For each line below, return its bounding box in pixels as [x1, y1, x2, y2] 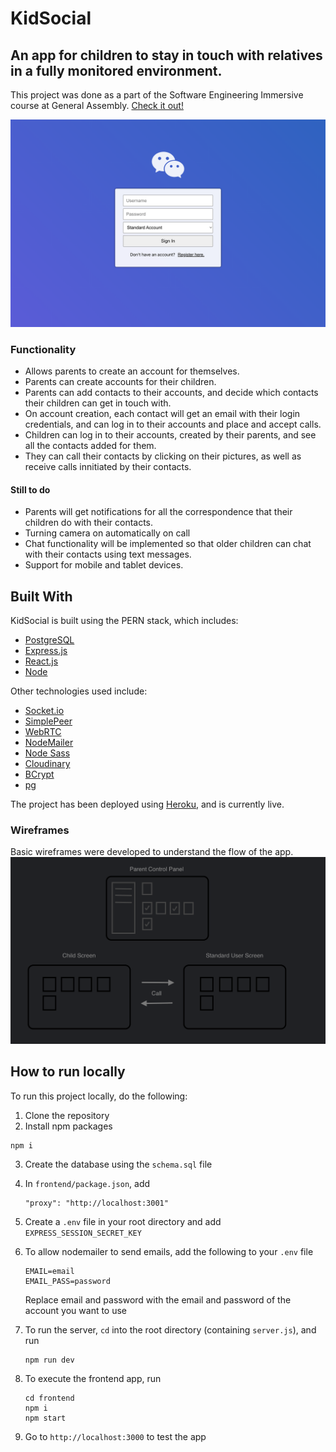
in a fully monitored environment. [10, 62, 223, 79]
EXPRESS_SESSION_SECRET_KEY [24, 1228, 142, 1238]
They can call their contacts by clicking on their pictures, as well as [24, 450, 302, 462]
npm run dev [24, 1355, 75, 1365]
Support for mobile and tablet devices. [24, 559, 184, 571]
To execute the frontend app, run [24, 1372, 162, 1384]
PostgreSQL [24, 634, 75, 646]
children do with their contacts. [24, 517, 154, 529]
